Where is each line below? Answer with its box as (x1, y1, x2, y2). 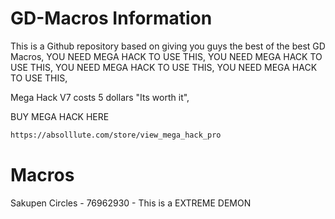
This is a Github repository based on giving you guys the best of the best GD (10, 40, 326, 52)
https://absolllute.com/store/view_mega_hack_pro (10, 130, 222, 140)
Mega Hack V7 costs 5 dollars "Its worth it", (10, 91, 190, 103)
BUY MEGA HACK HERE (10, 110, 110, 122)
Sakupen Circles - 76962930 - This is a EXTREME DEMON (10, 197, 252, 209)
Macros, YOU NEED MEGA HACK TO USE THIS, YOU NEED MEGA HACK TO (10, 50, 323, 62)
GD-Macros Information (10, 7, 213, 30)
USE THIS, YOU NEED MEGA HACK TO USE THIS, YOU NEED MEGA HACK (10, 61, 318, 73)
